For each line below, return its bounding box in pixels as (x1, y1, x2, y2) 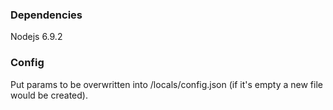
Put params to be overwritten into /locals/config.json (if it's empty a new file (10, 78, 323, 90)
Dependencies (10, 8, 83, 22)
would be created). (10, 89, 88, 101)
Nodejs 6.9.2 (10, 31, 63, 43)
